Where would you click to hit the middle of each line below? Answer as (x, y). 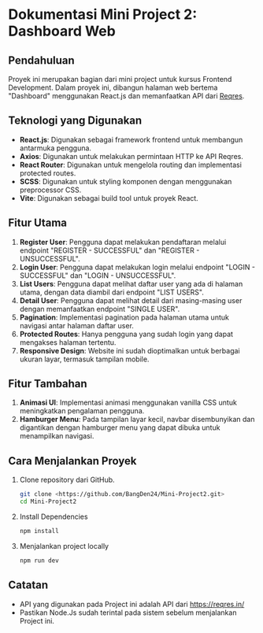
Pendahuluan (41, 60)
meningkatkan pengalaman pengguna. (82, 411)
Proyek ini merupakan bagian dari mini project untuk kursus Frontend (120, 79)
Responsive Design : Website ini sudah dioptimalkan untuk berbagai (130, 350)
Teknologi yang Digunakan (75, 121)
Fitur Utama (38, 223)
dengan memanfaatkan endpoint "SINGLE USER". (100, 309)
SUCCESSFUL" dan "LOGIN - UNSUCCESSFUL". (98, 275)
